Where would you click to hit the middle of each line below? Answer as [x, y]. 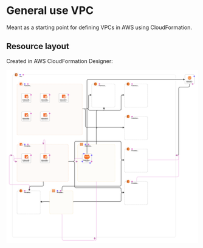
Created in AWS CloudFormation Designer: [60, 61]
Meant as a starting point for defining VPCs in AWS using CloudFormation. [99, 27]
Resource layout [38, 46]
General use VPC [50, 11]
